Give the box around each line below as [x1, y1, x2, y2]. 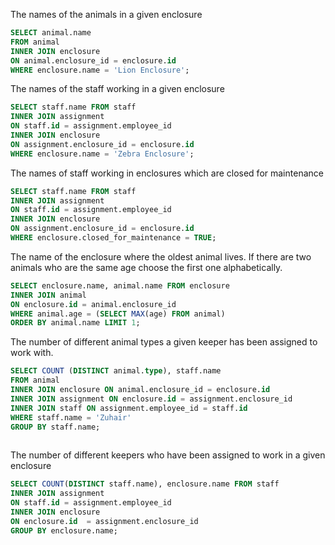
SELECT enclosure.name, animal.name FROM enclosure [10, 280, 230, 291]
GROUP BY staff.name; [10, 422, 101, 432]
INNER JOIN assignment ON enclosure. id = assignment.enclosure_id [10, 394, 293, 404]
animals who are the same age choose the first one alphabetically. [10, 261, 283, 273]
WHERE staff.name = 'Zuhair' [10, 412, 132, 423]
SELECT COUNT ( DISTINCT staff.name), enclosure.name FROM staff [10, 479, 280, 489]
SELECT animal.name [10, 28, 92, 38]
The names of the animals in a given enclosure [10, 9, 203, 20]
